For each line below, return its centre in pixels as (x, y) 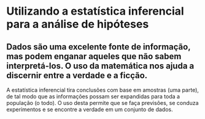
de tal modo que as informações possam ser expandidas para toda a (93, 96)
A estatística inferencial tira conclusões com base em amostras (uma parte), (103, 90)
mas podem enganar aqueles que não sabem (94, 56)
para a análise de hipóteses (78, 24)
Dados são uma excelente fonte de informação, (99, 47)
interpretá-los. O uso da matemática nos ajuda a (100, 66)
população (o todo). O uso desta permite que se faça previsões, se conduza (102, 103)
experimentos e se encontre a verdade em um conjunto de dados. (90, 109)
